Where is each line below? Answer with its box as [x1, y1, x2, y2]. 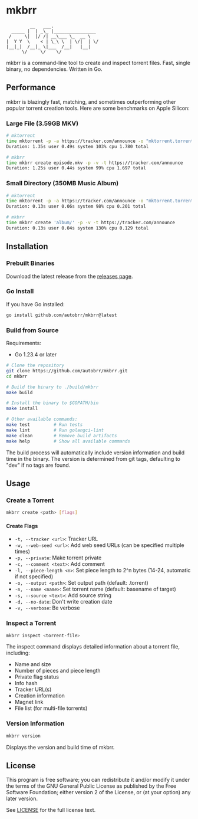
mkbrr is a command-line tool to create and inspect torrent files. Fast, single [6, 59, 190, 66]
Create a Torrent [6, 496, 54, 504]
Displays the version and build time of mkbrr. [6, 743, 115, 751]
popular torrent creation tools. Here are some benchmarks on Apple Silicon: [6, 104, 190, 112]
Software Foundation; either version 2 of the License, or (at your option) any [6, 789, 191, 796]
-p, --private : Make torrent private [14, 554, 102, 561]
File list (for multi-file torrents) [14, 705, 88, 712]
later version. [6, 795, 38, 802]
